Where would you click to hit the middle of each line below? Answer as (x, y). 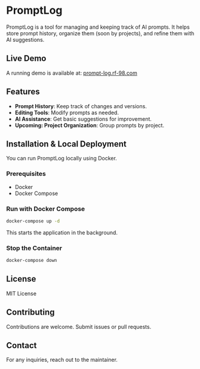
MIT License (21, 293)
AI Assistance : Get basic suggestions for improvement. (83, 119)
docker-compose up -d (33, 221)
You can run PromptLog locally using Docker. (62, 158)
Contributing (30, 312)
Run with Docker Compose (46, 209)
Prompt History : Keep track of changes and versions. (81, 106)
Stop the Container (34, 248)
